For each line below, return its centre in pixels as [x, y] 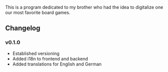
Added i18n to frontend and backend [50, 58]
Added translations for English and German [57, 64]
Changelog [23, 28]
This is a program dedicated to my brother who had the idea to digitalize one [84, 7]
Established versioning [36, 53]
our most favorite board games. [38, 12]
